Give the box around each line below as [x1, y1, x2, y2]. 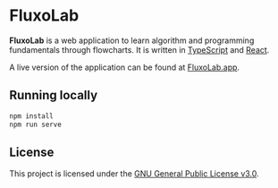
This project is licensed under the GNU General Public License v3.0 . [9, 168, 259, 179]
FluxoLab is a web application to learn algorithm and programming [9, 35, 255, 46]
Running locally [9, 88, 98, 103]
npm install [9, 111, 54, 121]
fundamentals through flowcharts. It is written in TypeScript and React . [9, 44, 270, 55]
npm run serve [9, 120, 63, 129]
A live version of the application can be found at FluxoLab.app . [9, 62, 240, 73]
